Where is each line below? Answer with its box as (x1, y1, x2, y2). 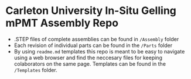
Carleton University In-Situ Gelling (5, 4, 177, 17)
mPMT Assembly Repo (5, 16, 118, 30)
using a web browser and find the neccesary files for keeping (13, 54, 162, 61)
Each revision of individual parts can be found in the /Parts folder (13, 42, 173, 49)
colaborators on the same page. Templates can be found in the (13, 60, 166, 67)
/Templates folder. (13, 66, 58, 73)
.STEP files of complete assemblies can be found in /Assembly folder (13, 35, 179, 42)
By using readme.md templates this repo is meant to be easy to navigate (13, 48, 185, 55)
